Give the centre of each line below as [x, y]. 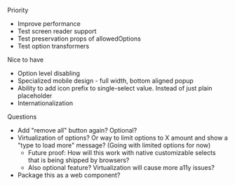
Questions [22, 117]
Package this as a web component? [69, 175]
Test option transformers [53, 46]
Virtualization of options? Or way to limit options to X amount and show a [122, 138]
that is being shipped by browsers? [79, 160]
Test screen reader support [57, 31]
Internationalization [45, 103]
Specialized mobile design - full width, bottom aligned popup [106, 81]
